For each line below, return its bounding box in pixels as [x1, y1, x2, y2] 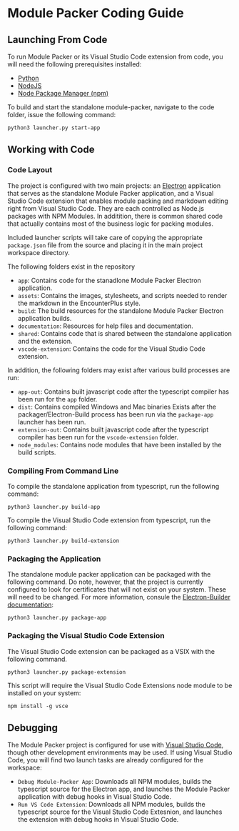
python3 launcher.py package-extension [7, 668, 126, 676]
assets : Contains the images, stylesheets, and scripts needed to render [17, 291, 228, 299]
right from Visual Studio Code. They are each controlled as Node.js [7, 204, 205, 212]
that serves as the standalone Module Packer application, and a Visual [7, 189, 214, 197]
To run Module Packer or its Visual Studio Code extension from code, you [7, 52, 223, 61]
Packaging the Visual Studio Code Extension [7, 631, 166, 641]
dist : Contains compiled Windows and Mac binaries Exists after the [17, 402, 216, 411]
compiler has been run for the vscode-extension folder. [17, 432, 179, 441]
